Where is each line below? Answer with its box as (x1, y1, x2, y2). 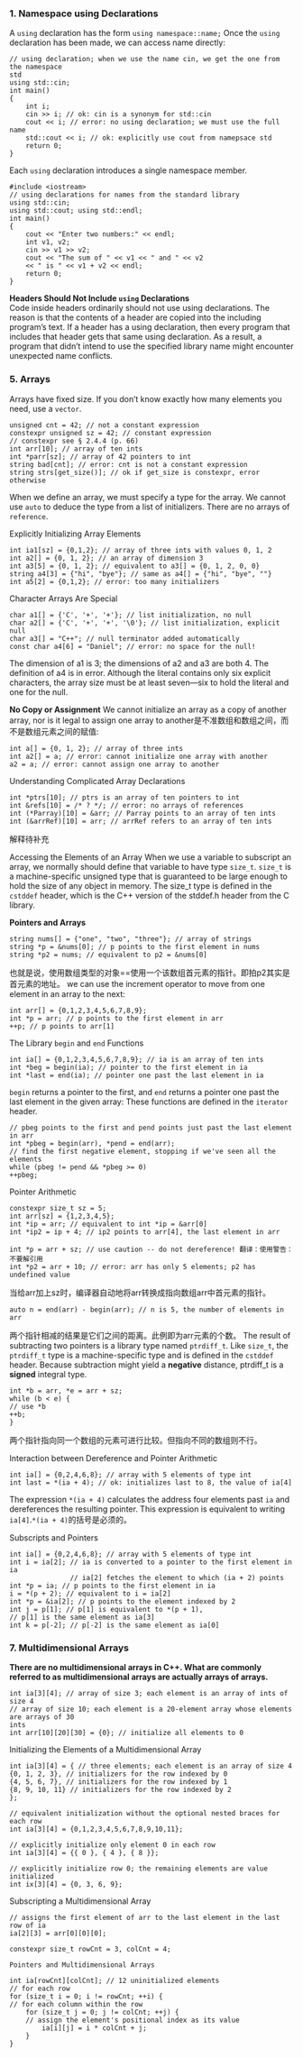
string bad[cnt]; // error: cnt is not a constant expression (9, 460, 248, 469)
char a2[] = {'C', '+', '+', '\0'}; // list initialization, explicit (9, 618, 280, 627)
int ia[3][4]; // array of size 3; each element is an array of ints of (9, 1688, 289, 1697)
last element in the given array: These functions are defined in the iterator (9, 1096, 289, 1107)
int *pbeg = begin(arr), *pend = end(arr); (9, 1138, 176, 1147)
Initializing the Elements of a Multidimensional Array (9, 1743, 202, 1755)
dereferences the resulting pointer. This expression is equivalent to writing (9, 1504, 286, 1514)
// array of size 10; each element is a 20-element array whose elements (9, 1705, 293, 1714)
